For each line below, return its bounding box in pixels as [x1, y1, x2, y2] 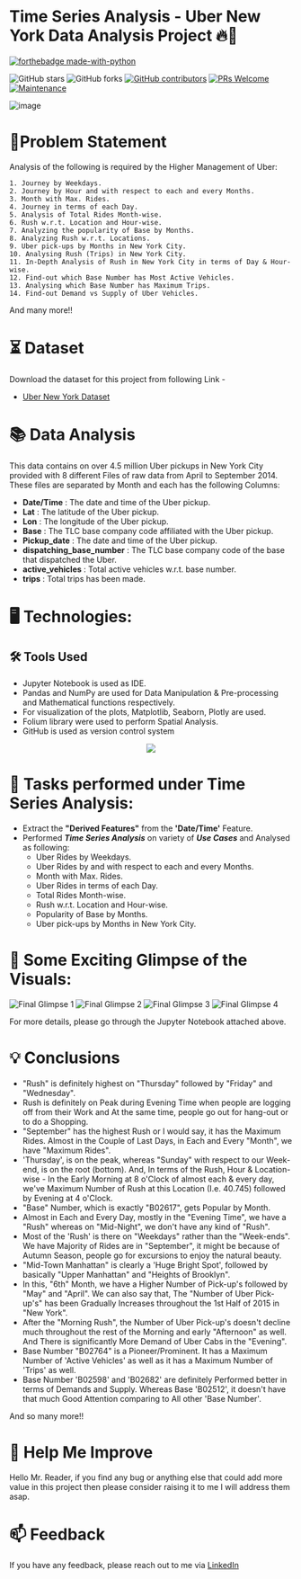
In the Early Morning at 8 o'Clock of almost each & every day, [48, 1173, 275, 1184]
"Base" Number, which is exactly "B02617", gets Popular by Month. [22, 1202, 271, 1213]
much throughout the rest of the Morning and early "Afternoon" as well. [22, 1326, 288, 1337]
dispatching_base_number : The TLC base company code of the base [22, 544, 286, 555]
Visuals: [9, 968, 72, 989]
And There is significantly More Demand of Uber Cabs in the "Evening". [22, 1335, 288, 1346]
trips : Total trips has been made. [22, 573, 146, 584]
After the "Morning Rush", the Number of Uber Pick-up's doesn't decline [22, 1316, 291, 1327]
